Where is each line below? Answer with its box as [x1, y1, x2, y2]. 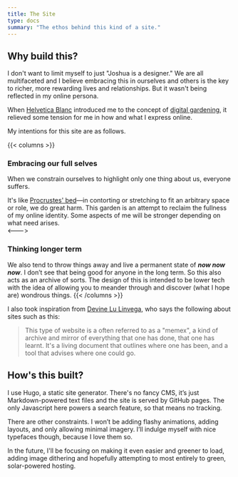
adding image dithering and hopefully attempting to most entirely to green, [7, 453, 227, 462]
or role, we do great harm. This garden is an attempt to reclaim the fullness [7, 204, 227, 212]
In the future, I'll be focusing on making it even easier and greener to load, [7, 446, 224, 455]
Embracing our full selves [7, 158, 98, 168]
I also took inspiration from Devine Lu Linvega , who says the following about [7, 304, 232, 313]
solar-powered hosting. [7, 461, 76, 470]
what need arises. [7, 219, 60, 227]
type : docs [7, 17, 40, 24]
